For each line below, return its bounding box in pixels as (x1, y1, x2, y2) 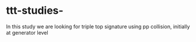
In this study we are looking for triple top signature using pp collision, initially (6, 23, 190, 30)
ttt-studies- (6, 4, 64, 17)
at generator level (6, 29, 48, 36)
